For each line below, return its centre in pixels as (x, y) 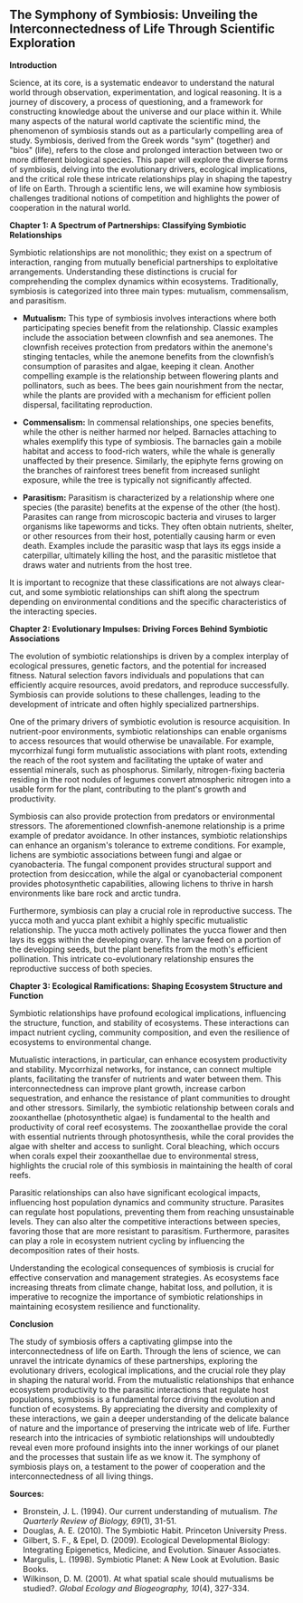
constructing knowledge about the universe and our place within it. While (146, 111)
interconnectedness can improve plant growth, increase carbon (128, 1088)
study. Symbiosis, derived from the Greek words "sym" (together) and (140, 140)
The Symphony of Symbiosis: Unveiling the (133, 15)
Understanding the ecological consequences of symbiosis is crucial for (142, 1268)
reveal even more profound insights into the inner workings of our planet (144, 1447)
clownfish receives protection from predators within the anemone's (147, 347)
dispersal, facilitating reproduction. (87, 404)
